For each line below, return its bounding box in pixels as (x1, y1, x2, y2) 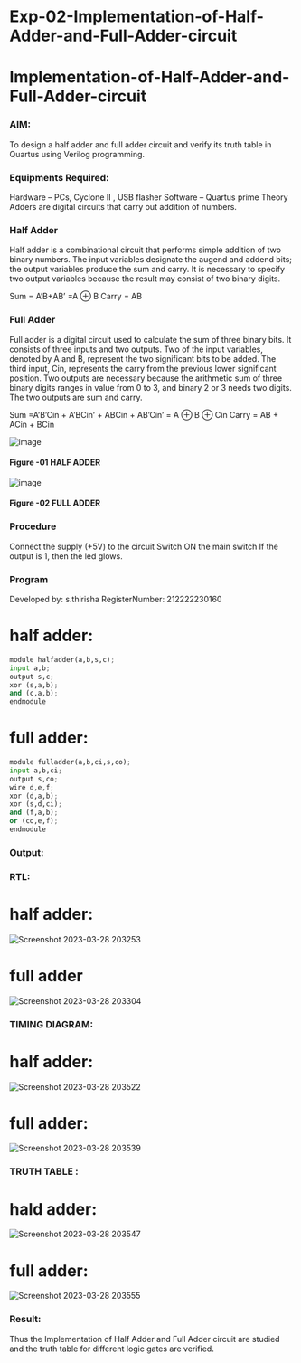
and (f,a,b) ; (9, 808, 59, 818)
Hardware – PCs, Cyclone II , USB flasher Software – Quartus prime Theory (9, 192, 288, 203)
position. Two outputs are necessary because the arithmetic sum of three (9, 373, 283, 383)
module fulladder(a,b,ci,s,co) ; (9, 758, 131, 767)
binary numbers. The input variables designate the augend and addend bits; (9, 254, 292, 265)
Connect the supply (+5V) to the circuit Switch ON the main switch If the (9, 541, 278, 552)
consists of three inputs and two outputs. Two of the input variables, (9, 344, 264, 355)
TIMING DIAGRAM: (9, 1018, 93, 1030)
